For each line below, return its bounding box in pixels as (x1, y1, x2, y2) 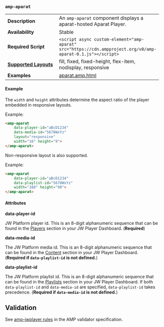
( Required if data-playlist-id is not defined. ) (5, 255, 98, 261)
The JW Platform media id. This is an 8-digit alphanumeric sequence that (5, 244, 152, 250)
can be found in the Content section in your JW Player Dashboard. (5, 250, 139, 256)
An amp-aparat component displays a (59, 15, 143, 22)
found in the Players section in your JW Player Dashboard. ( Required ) (5, 225, 145, 231)
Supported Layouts (7, 61, 53, 68)
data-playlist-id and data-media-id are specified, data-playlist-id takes (5, 284, 155, 290)
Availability (7, 29, 34, 36)
